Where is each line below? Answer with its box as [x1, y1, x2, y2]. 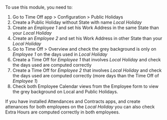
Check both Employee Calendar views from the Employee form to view [12, 83, 159, 89]
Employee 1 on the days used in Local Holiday [12, 51, 108, 57]
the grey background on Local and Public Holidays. [12, 89, 118, 94]
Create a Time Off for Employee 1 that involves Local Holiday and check [12, 57, 161, 62]
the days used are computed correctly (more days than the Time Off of [12, 73, 159, 78]
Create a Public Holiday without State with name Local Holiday [12, 20, 142, 25]
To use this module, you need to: [5, 5, 73, 10]
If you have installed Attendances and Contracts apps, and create [5, 98, 140, 104]
